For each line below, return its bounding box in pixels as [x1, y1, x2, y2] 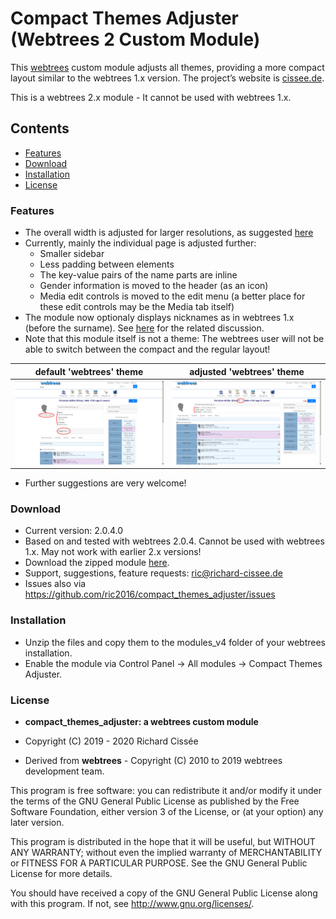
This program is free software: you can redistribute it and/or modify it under [10, 785, 322, 797]
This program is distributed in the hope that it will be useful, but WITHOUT [10, 836, 316, 848]
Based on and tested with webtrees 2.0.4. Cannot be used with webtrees [24, 535, 325, 547]
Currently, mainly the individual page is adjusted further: [24, 237, 257, 249]
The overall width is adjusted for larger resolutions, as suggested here [24, 227, 314, 239]
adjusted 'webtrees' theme [189, 365, 305, 377]
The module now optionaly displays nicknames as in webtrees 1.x [24, 312, 295, 324]
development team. [24, 765, 105, 777]
